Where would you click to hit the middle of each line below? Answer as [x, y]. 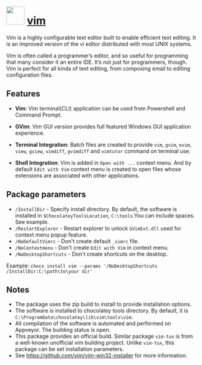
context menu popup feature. [51, 235]
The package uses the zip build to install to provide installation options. [103, 304]
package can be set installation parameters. [69, 349]
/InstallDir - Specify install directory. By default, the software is [96, 209]
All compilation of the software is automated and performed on [93, 323]
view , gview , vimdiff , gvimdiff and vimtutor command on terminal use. [103, 151]
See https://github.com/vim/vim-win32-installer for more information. [101, 355]
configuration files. [30, 75]
